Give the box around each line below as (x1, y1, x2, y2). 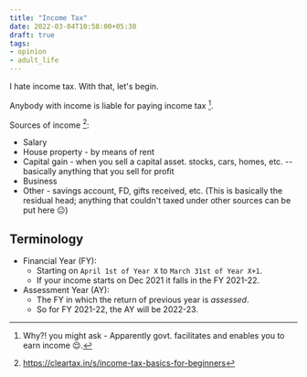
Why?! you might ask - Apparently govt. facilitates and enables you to (22, 330, 285, 341)
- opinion (9, 47, 48, 57)
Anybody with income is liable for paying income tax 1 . (9, 99, 214, 110)
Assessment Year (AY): (22, 285, 110, 296)
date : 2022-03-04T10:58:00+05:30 (9, 22, 137, 31)
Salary (22, 137, 48, 148)
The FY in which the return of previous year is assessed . (36, 294, 249, 306)
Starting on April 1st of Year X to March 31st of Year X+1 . (36, 266, 263, 277)
